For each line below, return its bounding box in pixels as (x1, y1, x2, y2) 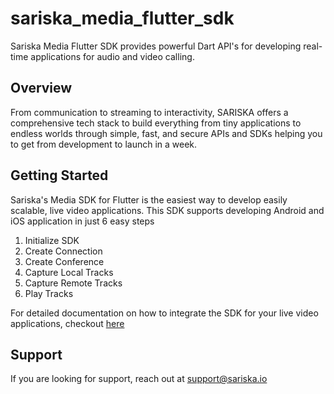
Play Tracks (24, 287, 74, 299)
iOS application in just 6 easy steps (10, 215, 155, 227)
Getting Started (10, 167, 109, 184)
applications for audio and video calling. (30, 50, 195, 62)
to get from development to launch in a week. (10, 138, 198, 150)
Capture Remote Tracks (24, 277, 123, 289)
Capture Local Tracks (24, 266, 114, 278)
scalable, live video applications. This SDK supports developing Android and (10, 204, 325, 216)
